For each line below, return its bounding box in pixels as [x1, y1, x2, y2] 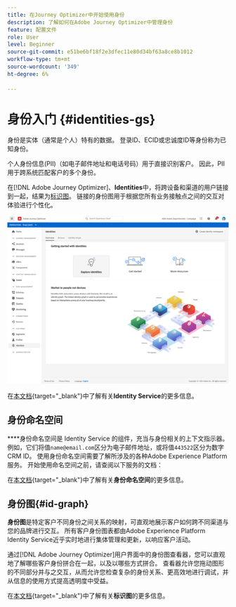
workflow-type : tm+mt [7, 56, 71, 63]
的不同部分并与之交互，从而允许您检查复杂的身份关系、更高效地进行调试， [7, 568, 223, 576]
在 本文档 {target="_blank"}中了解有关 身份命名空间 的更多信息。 [7, 475, 188, 484]
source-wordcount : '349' [7, 63, 80, 70]
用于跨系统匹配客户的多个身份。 [7, 169, 100, 177]
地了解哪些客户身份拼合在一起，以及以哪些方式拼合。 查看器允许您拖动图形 [7, 559, 225, 568]
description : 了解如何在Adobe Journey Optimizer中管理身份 [7, 18, 173, 26]
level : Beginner [7, 41, 55, 48]
